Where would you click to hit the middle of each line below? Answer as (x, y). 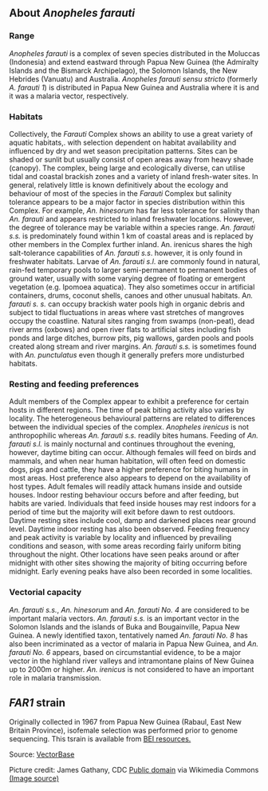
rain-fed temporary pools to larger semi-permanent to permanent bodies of (133, 270)
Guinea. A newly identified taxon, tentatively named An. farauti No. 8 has (128, 635)
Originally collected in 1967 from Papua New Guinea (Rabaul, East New (126, 722)
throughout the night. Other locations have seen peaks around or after (124, 554)
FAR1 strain (37, 703)
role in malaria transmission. (55, 677)
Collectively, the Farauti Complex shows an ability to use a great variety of (131, 134)
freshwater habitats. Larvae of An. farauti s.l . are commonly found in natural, (135, 261)
